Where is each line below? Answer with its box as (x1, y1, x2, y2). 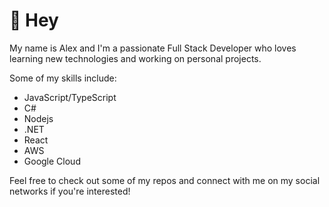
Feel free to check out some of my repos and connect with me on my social (9, 174, 321, 186)
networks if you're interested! (9, 185, 131, 197)
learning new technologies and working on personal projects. (9, 52, 262, 64)
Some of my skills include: (9, 72, 117, 84)
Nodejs (23, 112, 54, 124)
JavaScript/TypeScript (23, 91, 117, 103)
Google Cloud (23, 155, 81, 167)
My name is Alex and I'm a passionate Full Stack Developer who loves (9, 42, 297, 54)
